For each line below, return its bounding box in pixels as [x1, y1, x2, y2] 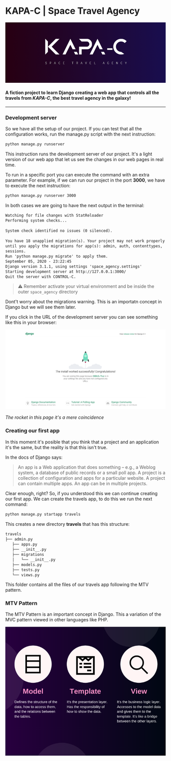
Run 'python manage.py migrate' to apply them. [5, 254, 108, 259]
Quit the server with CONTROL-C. [5, 274, 76, 279]
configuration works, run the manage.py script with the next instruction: [5, 131, 156, 138]
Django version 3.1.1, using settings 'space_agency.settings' [5, 264, 142, 269]
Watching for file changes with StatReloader [5, 213, 103, 218]
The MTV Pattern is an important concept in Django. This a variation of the [5, 611, 161, 617]
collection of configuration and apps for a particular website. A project [17, 475, 165, 481]
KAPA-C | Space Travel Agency [5, 5, 140, 17]
